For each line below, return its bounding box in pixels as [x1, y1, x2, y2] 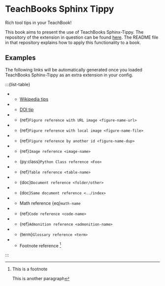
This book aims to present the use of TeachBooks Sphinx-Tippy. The [5, 29, 144, 35]
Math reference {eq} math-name [19, 200, 81, 206]
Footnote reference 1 [19, 241, 61, 248]
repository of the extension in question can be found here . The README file [5, 34, 159, 40]
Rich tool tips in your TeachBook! [5, 20, 72, 25]
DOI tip [19, 106, 34, 112]
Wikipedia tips [19, 96, 49, 102]
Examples [5, 54, 36, 62]
